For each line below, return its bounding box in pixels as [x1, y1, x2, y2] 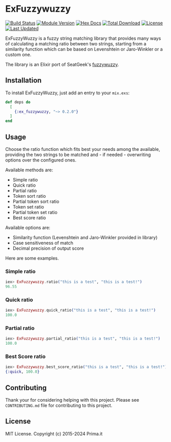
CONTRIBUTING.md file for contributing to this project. [5, 402, 112, 408]
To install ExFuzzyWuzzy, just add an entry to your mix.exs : [5, 90, 130, 96]
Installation [5, 76, 42, 85]
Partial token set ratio [12, 209, 58, 215]
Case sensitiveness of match [12, 240, 74, 246]
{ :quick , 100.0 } [5, 369, 40, 375]
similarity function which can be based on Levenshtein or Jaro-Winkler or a [5, 46, 163, 52]
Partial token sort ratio [12, 198, 60, 204]
